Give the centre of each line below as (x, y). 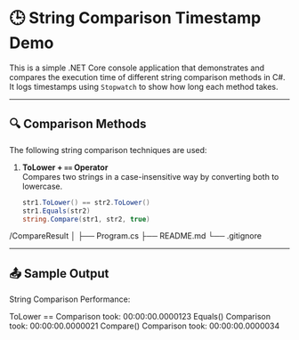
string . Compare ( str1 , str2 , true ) (86, 219)
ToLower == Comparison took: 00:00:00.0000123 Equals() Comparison (140, 317)
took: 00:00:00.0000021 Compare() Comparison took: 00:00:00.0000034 (145, 326)
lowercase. (42, 186)
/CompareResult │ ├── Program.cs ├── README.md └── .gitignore (136, 236)
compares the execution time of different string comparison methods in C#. (148, 77)
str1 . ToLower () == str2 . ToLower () (86, 202)
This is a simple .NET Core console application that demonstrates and (137, 68)
